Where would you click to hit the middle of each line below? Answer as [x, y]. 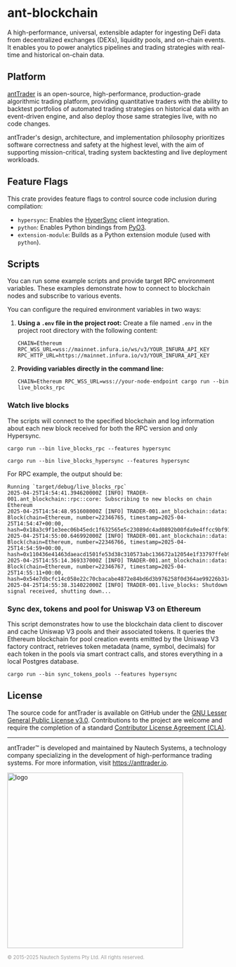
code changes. [29, 124]
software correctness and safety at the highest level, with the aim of [106, 145]
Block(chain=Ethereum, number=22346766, [67, 542]
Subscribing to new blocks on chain [158, 499]
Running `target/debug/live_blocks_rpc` [67, 487]
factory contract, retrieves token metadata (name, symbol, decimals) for [111, 646]
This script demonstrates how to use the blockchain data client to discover [115, 624]
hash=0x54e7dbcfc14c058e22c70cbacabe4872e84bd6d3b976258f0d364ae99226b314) [120, 579]
